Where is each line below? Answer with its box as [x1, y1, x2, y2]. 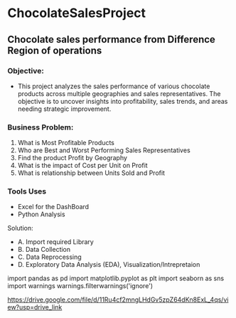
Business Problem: [7, 122, 74, 132]
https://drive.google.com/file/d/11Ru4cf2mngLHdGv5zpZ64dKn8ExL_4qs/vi [7, 295, 229, 304]
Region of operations [7, 44, 102, 56]
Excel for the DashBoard [17, 203, 90, 211]
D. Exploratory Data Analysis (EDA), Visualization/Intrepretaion [17, 260, 200, 269]
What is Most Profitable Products [17, 139, 115, 147]
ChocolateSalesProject [7, 5, 146, 21]
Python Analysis [17, 210, 65, 218]
